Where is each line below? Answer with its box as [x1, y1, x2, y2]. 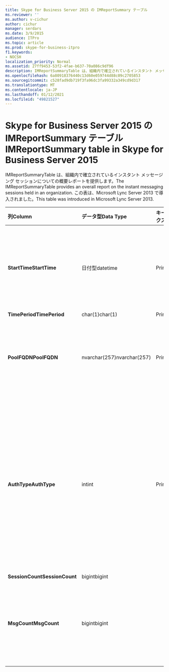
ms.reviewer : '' [5, 12, 39, 17]
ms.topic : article [5, 40, 44, 45]
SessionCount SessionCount [8, 573, 77, 580]
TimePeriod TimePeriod [8, 311, 64, 318]
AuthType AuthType [8, 481, 55, 488]
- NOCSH [5, 54, 22, 60]
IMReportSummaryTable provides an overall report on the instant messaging [5, 184, 163, 190]
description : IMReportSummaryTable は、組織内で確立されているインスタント [5, 69, 153, 74]
